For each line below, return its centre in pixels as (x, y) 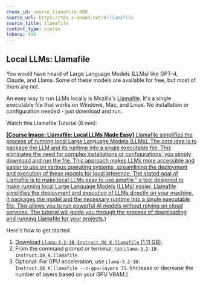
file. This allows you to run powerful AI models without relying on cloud (95, 205)
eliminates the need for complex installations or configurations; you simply (99, 154)
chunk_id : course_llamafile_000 (47, 12)
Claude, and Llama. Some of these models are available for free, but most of (101, 80)
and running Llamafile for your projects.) (56, 218)
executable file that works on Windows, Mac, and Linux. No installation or (98, 104)
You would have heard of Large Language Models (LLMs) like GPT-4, (92, 73)
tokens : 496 (21, 35)
